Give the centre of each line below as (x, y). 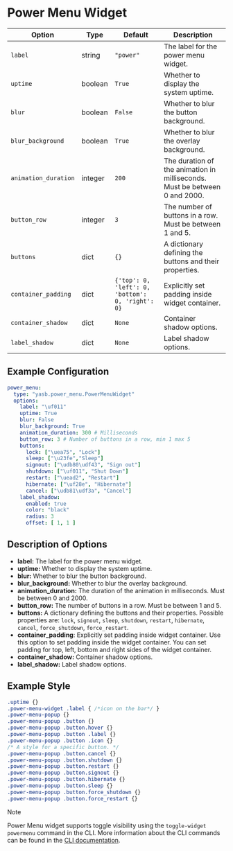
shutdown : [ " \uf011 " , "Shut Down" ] (77, 472)
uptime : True (38, 414)
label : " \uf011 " (43, 407)
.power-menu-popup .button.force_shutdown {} (74, 792)
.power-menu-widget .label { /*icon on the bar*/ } (83, 708)
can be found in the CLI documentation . (64, 840)
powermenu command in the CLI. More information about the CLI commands (114, 832)
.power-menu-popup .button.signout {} (63, 773)
